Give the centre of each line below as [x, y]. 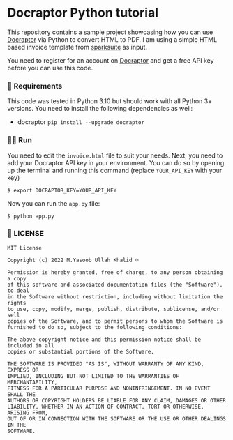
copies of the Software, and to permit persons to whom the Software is [115, 321]
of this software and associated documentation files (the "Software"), [115, 285]
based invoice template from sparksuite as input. [77, 47]
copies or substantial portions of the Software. [81, 351]
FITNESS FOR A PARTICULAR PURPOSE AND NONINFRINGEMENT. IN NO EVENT [109, 388]
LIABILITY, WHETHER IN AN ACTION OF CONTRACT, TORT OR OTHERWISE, [106, 407]
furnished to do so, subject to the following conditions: [95, 327]
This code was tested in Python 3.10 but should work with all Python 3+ [110, 101]
